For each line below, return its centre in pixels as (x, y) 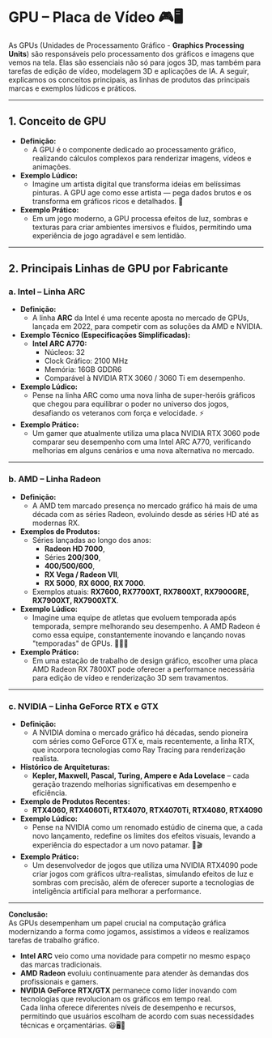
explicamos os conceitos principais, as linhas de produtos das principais (129, 79)
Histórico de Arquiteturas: (65, 767)
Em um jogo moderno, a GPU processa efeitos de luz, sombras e (140, 218)
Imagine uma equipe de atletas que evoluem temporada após (134, 617)
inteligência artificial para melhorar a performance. (117, 891)
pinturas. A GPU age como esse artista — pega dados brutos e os (142, 192)
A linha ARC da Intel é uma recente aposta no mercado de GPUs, (140, 318)
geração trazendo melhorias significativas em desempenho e (134, 784)
